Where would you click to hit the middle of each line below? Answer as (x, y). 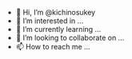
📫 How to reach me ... (53, 47)
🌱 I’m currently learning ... (58, 29)
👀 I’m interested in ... (50, 21)
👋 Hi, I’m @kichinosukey (56, 12)
